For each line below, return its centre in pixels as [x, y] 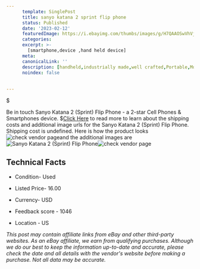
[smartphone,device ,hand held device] [77, 51]
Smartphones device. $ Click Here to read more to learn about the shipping [98, 118]
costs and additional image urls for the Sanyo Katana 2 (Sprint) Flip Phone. [98, 125]
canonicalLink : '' [45, 61]
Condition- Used [35, 177]
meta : [29, 56]
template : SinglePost [49, 12]
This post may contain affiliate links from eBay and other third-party [90, 234]
